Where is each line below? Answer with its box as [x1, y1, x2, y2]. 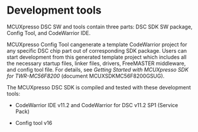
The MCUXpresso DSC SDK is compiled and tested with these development [7, 83, 191, 91]
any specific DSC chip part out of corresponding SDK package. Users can [7, 47, 187, 54]
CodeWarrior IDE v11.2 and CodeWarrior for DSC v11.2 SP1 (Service [15, 101, 178, 108]
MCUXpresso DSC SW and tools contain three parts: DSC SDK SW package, [7, 23, 193, 30]
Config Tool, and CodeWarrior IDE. [7, 29, 91, 36]
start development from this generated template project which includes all [7, 53, 187, 60]
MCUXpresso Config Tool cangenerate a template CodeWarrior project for [7, 41, 187, 48]
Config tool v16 [15, 119, 53, 126]
